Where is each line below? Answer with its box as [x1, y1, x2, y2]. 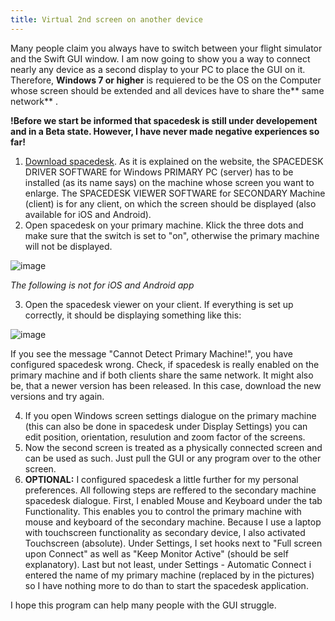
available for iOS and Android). [24, 208, 152, 220]
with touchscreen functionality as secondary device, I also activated [24, 526, 306, 538]
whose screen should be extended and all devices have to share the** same [10, 84, 325, 96]
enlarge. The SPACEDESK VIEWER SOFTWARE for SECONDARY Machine [24, 187, 326, 199]
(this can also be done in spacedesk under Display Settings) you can [24, 420, 308, 432]
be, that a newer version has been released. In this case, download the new [10, 379, 322, 391]
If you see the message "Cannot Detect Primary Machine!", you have [10, 347, 293, 360]
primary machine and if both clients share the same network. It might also [10, 369, 314, 381]
